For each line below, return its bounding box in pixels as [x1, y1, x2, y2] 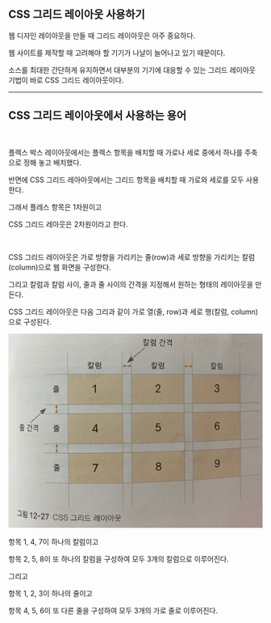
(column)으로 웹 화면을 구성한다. [8, 262, 111, 272]
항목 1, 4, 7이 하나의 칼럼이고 [8, 537, 99, 546]
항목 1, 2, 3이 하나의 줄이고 [8, 589, 93, 598]
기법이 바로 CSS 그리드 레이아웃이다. [8, 75, 124, 85]
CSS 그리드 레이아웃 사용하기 [8, 7, 145, 22]
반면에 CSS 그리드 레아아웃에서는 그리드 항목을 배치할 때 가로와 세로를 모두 [8, 175, 244, 184]
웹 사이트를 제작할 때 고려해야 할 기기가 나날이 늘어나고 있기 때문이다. [8, 48, 226, 57]
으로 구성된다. [8, 316, 52, 326]
